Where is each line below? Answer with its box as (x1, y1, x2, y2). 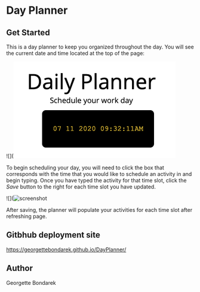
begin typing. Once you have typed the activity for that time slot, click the (6, 177, 187, 184)
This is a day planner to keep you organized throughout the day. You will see (6, 43, 194, 50)
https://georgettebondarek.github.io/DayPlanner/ (6, 246, 127, 253)
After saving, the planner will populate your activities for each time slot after (6, 206, 193, 213)
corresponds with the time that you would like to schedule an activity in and (6, 171, 192, 177)
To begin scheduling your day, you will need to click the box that (6, 164, 164, 171)
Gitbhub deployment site (6, 230, 100, 240)
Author (6, 263, 33, 273)
